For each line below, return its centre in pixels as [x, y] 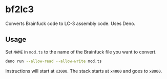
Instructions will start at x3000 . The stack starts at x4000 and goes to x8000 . [84, 71]
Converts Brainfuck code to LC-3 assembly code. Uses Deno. [70, 23]
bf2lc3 [20, 9]
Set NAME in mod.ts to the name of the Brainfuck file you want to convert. [81, 51]
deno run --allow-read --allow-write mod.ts [54, 61]
